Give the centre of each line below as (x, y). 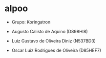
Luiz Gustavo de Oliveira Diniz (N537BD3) (54, 41)
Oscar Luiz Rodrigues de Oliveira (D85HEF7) (56, 50)
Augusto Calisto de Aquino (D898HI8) (50, 31)
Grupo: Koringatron (31, 22)
